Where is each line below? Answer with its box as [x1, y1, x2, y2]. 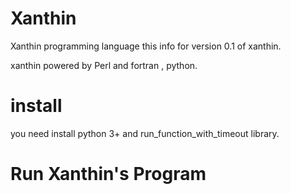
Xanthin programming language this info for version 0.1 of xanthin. [10, 40, 282, 52]
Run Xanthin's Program [10, 163, 207, 186]
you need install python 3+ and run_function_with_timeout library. [10, 127, 280, 139]
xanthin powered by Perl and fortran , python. [10, 59, 198, 71]
